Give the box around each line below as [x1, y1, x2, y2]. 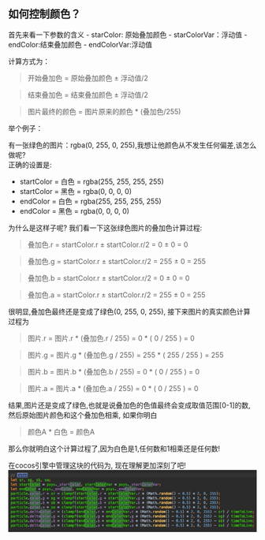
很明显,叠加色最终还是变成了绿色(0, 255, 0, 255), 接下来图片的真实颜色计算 [8, 307, 251, 316]
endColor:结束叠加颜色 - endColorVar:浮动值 [8, 39, 152, 49]
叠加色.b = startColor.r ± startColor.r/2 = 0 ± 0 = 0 [27, 273, 190, 282]
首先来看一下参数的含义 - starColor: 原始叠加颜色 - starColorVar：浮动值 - [8, 30, 248, 39]
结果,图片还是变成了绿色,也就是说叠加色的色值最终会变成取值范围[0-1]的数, [8, 400, 251, 410]
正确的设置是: [8, 160, 53, 169]
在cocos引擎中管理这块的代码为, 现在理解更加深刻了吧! [8, 460, 187, 470]
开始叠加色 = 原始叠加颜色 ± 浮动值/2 [27, 73, 148, 83]
